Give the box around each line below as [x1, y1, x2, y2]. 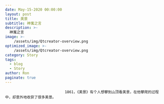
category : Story [5, 52, 38, 58]
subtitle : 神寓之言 [5, 21, 42, 26]
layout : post [5, 12, 32, 17]
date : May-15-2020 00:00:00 [5, 7, 62, 12]
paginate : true [5, 75, 36, 80]
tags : [5, 57, 16, 62]
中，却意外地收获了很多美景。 [5, 95, 56, 100]
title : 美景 [5, 16, 28, 21]
